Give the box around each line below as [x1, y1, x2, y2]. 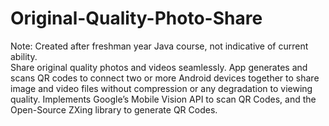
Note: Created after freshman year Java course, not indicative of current [10, 40, 309, 52]
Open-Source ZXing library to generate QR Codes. [10, 103, 218, 116]
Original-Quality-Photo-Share [10, 7, 263, 30]
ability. [10, 50, 38, 62]
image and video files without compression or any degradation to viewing [10, 82, 313, 94]
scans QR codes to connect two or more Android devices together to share [10, 72, 320, 84]
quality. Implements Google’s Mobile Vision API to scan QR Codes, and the [10, 93, 317, 105]
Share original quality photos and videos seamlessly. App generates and [10, 61, 308, 73]
